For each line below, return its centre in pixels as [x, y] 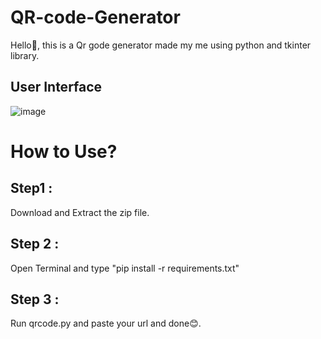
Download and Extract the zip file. [80, 212]
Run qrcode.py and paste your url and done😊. [106, 323]
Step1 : [31, 188]
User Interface [56, 87]
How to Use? [64, 151]
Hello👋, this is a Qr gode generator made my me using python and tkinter [161, 45]
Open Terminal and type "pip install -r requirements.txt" [125, 268]
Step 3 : [35, 299]
